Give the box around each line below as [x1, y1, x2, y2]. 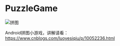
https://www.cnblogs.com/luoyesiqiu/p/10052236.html [5, 35, 115, 41]
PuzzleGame [5, 3, 58, 14]
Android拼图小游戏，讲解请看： [5, 30, 69, 35]
